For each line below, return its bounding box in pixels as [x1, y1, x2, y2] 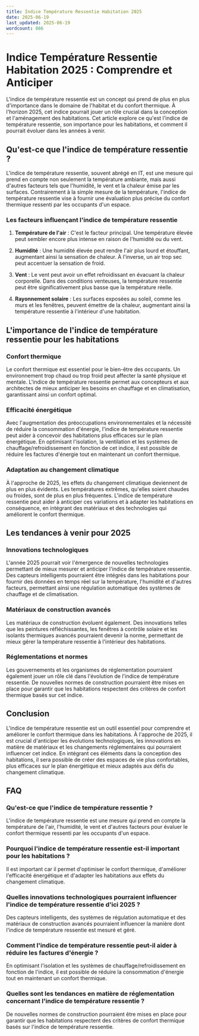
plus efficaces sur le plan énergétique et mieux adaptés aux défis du [6, 762, 174, 769]
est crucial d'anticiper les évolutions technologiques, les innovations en [6, 737, 181, 744]
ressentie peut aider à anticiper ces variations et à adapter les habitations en [6, 498, 194, 505]
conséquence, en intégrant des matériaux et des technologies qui [6, 504, 167, 511]
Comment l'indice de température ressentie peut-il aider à [6, 941, 177, 949]
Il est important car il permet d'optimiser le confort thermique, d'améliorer [6, 865, 187, 873]
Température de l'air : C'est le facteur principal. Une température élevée [14, 229, 193, 236]
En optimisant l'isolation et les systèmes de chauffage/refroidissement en [6, 962, 186, 970]
